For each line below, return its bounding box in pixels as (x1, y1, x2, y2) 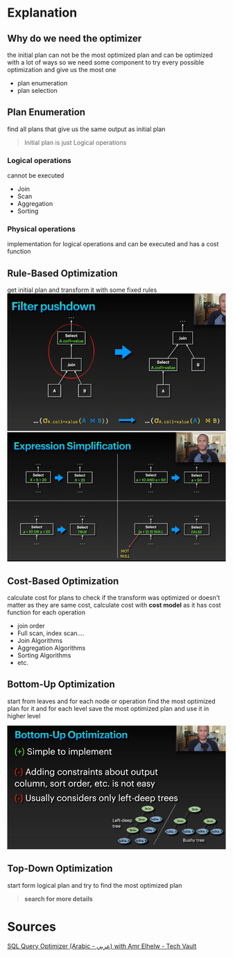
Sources (7, 919, 57, 934)
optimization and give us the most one (7, 66, 116, 74)
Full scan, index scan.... (17, 629, 85, 637)
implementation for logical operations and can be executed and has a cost (7, 240, 219, 248)
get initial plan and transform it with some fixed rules (7, 286, 157, 294)
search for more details (24, 895, 94, 903)
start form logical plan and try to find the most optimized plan (7, 881, 182, 889)
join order (17, 622, 45, 630)
